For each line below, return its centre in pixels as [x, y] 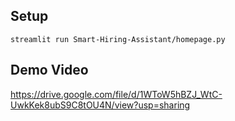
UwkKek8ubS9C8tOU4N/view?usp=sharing [100, 105]
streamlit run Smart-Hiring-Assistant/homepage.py [118, 39]
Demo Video [49, 70]
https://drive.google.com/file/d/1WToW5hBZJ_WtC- [116, 94]
